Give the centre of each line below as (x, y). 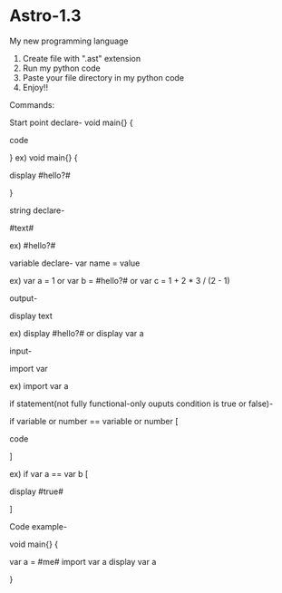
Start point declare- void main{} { (71, 122)
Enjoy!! (35, 87)
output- (24, 298)
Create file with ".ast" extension (82, 58)
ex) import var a (39, 385)
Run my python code (62, 68)
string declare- (37, 210)
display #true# (36, 491)
